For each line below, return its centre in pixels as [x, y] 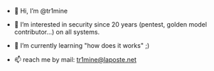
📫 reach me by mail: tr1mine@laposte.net [75, 59]
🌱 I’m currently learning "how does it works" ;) [82, 45]
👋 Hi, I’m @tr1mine [41, 11]
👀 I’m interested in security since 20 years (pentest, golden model [111, 24]
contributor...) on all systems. [57, 32]
